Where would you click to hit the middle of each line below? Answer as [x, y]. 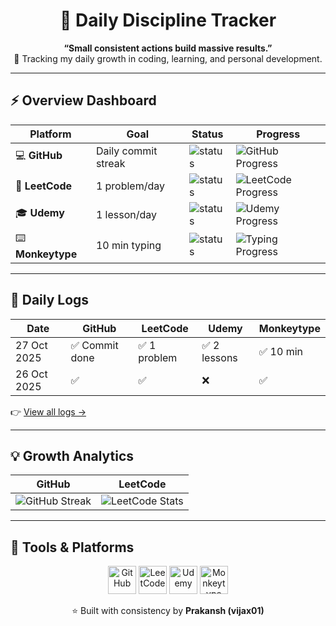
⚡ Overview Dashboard [83, 100]
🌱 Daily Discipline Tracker [168, 20]
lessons [219, 357]
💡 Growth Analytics [72, 455]
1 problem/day [130, 186]
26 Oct [31, 374]
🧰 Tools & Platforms [72, 547]
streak [110, 163]
